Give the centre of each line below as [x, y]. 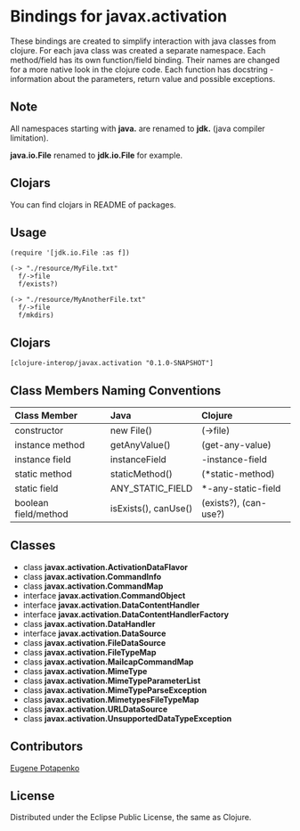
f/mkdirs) [36, 315]
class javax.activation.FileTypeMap [89, 652]
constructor [39, 431]
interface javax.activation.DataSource [94, 633]
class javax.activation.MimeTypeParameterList [112, 680]
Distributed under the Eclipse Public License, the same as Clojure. [131, 818]
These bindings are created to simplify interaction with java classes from [143, 41]
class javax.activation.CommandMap [93, 586]
